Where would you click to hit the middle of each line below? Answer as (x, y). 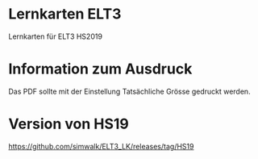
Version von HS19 (69, 124)
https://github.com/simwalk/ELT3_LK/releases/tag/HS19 (101, 146)
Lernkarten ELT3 (65, 14)
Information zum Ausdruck (100, 69)
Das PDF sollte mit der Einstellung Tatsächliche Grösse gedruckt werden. (130, 91)
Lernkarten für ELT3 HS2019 (56, 36)
